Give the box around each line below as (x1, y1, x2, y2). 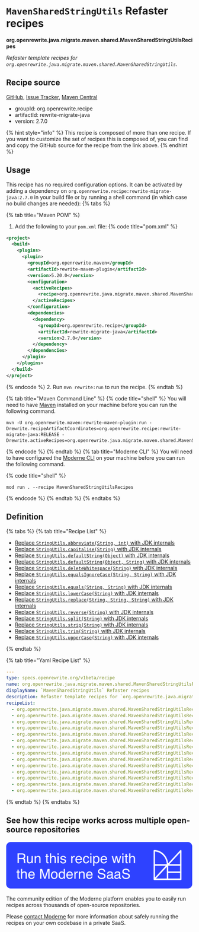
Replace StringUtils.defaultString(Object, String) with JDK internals (14, 558, 191, 565)
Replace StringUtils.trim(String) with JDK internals (14, 627, 146, 634)
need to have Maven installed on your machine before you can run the (6, 401, 178, 408)
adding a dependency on (6, 187, 67, 194)
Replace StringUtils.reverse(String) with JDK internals (14, 608, 154, 615)
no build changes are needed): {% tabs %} (6, 200, 111, 207)
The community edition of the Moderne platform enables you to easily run (6, 895, 187, 902)
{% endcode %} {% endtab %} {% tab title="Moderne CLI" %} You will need (6, 448, 192, 455)
